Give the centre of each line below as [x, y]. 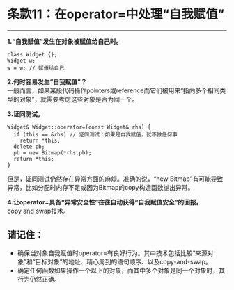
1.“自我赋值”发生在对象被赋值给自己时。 [65, 41]
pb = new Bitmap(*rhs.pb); [53, 153]
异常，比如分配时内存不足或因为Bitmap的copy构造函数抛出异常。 [101, 187]
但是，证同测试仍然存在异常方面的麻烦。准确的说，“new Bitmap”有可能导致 [115, 179]
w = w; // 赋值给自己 [36, 68]
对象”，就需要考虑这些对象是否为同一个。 [79, 99]
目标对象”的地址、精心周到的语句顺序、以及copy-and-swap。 [124, 261]
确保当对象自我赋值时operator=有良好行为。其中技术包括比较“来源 [112, 253]
